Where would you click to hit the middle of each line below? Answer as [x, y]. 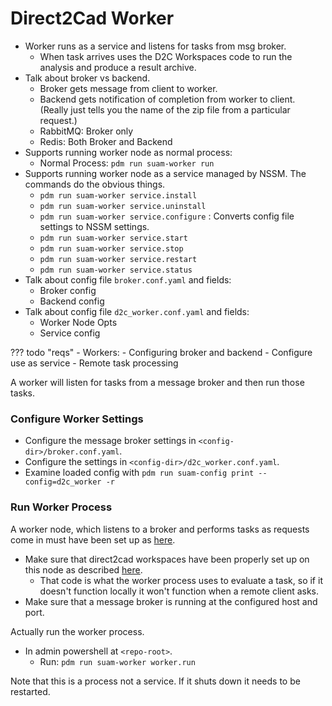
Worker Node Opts [78, 322]
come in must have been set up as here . [93, 539]
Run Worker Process [61, 507]
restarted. [30, 691]
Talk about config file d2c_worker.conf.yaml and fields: [137, 311]
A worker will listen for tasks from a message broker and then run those [157, 382]
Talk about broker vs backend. [87, 78]
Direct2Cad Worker [92, 18]
